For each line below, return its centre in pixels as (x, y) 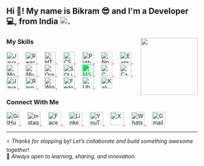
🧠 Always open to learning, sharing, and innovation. (71, 156)
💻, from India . (39, 22)
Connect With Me (33, 102)
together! (18, 150)
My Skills (20, 42)
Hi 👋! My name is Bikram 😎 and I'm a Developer (97, 11)
